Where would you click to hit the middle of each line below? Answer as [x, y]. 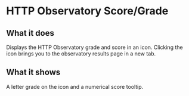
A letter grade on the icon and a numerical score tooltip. [75, 86]
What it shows [33, 72]
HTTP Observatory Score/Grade [87, 11]
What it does [30, 33]
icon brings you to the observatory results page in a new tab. [81, 54]
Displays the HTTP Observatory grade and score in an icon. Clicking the [94, 47]
